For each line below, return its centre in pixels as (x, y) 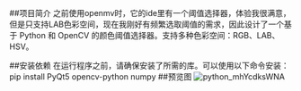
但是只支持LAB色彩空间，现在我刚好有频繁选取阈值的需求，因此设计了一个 (147, 24)
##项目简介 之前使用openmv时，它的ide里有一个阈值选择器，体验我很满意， (150, 13)
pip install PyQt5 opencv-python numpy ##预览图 (101, 77)
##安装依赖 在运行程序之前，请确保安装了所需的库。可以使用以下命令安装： (149, 66)
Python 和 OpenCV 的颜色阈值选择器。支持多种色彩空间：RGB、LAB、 (150, 35)
